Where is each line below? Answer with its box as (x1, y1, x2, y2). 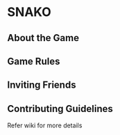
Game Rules (7, 55, 60, 67)
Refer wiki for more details (7, 121, 83, 129)
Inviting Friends (7, 79, 76, 91)
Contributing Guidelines (7, 102, 113, 115)
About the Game (7, 32, 80, 44)
